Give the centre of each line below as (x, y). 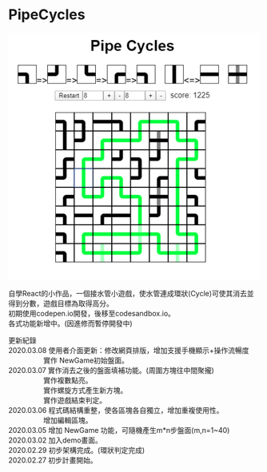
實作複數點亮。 (68, 380)
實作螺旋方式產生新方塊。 (85, 391)
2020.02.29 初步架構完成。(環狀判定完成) (77, 450)
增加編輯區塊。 (68, 420)
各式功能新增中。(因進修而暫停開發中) (71, 323)
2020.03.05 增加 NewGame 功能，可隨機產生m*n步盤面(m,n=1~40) (119, 430)
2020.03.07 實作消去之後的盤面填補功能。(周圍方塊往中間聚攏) (111, 371)
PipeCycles (47, 15)
